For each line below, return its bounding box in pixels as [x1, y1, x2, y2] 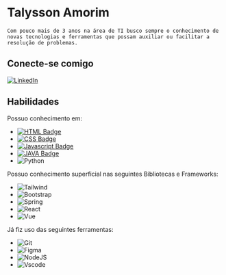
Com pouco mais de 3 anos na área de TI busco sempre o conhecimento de [7, 27, 219, 34]
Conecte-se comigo [7, 58, 94, 70]
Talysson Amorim [7, 5, 110, 21]
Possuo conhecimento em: [7, 114, 83, 122]
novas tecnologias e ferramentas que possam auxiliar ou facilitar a [7, 33, 210, 40]
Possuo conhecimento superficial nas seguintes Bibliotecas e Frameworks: [7, 170, 218, 178]
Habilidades [7, 96, 60, 107]
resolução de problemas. [7, 39, 78, 46]
